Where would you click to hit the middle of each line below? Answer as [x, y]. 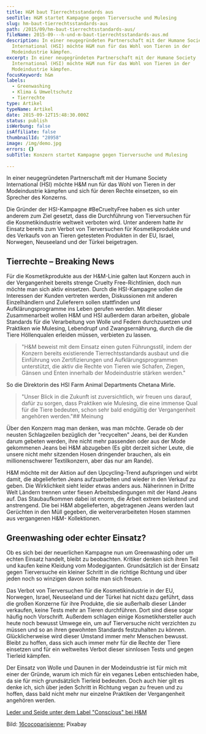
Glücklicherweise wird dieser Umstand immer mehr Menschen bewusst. [97, 636]
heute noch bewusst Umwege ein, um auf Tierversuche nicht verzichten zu [101, 623]
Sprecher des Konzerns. [37, 198]
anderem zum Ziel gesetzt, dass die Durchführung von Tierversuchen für [99, 216]
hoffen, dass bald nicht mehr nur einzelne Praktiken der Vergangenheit [96, 694]
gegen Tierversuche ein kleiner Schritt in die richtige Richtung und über [97, 572]
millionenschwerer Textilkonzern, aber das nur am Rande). [80, 461]
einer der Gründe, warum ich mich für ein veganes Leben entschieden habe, [103, 674]
